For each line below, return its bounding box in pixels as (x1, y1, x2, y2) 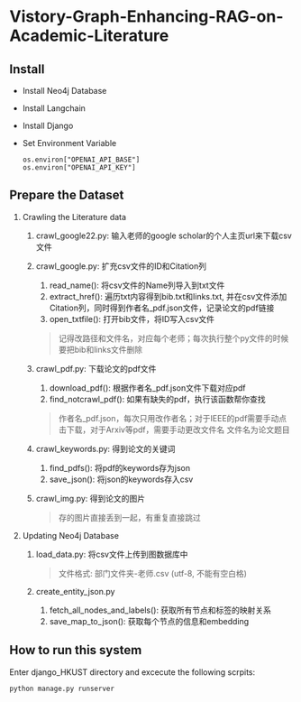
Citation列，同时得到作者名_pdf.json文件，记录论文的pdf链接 (49, 302, 275, 313)
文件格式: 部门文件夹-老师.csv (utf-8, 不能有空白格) (58, 568, 248, 578)
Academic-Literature (9, 25, 169, 46)
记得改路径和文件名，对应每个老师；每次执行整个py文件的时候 (58, 332, 289, 344)
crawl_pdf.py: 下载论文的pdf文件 (35, 363, 157, 374)
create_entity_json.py (35, 586, 115, 596)
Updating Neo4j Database (22, 530, 120, 540)
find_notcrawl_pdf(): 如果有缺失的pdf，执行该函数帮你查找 (49, 393, 266, 404)
